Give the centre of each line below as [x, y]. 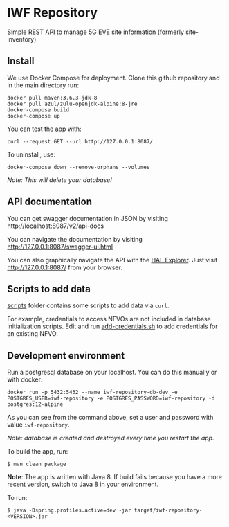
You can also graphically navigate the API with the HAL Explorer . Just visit [112, 260]
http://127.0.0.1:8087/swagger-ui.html [60, 247]
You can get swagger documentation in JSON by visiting [88, 218]
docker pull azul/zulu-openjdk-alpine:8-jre [72, 104]
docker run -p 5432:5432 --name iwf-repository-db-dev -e [92, 393]
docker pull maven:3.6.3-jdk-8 [52, 98]
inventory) [22, 39]
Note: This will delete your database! [59, 180]
